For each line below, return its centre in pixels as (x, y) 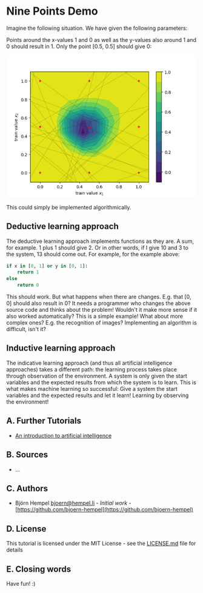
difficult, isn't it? (26, 329)
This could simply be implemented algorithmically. (69, 207)
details (15, 550)
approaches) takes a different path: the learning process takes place (92, 369)
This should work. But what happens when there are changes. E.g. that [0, (99, 297)
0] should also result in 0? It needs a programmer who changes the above (98, 303)
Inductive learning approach (61, 348)
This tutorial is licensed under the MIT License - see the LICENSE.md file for (101, 544)
